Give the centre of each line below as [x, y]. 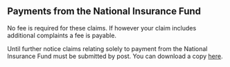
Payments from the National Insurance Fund [104, 11]
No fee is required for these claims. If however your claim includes [102, 28]
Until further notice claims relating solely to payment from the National [107, 48]
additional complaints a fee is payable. [62, 35]
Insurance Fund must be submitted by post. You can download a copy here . [115, 56]
